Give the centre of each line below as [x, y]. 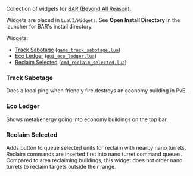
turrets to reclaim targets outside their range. [61, 166]
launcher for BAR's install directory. [50, 27]
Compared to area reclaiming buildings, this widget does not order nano [94, 160]
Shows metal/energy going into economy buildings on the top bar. [87, 119]
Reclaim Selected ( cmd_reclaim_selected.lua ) [71, 62]
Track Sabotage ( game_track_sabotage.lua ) [68, 50]
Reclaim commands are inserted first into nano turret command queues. [94, 154]
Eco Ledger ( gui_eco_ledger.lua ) [56, 56]
